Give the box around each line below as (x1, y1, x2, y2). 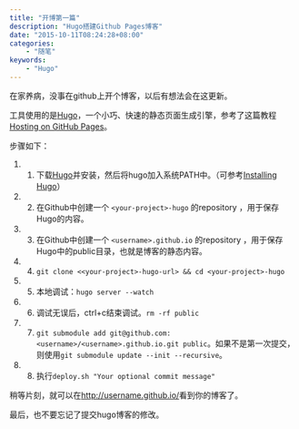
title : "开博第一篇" (9, 13, 80, 23)
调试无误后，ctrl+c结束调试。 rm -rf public (35, 307, 200, 318)
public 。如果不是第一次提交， (183, 338, 295, 349)
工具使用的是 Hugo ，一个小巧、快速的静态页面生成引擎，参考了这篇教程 (9, 109, 277, 120)
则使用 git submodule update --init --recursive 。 (35, 349, 227, 360)
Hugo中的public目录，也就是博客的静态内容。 (35, 245, 207, 256)
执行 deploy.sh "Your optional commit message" (35, 370, 215, 381)
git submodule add (35, 329, 106, 338)
